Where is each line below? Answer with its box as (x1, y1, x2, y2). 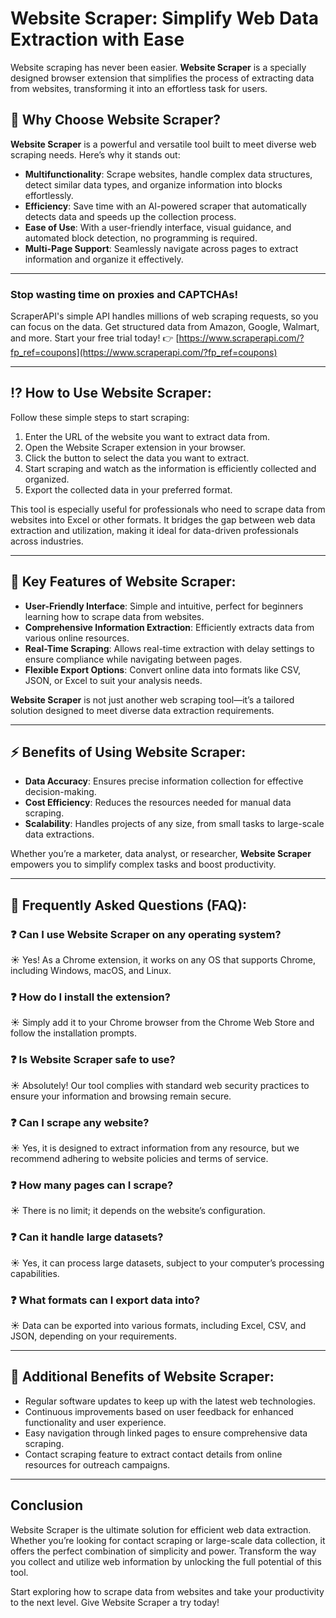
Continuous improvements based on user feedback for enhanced (24, 1405, 294, 1417)
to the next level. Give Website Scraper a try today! (10, 1596, 220, 1608)
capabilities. (10, 1267, 60, 1279)
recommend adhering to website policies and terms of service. (10, 1153, 269, 1165)
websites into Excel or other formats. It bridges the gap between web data (10, 513, 316, 526)
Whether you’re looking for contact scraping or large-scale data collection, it (10, 1534, 326, 1546)
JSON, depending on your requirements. (10, 1330, 177, 1342)
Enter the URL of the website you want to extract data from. (24, 430, 271, 442)
